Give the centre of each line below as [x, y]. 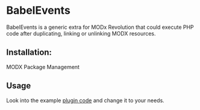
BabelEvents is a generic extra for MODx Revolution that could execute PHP [100, 27]
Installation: [29, 53]
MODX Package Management [43, 67]
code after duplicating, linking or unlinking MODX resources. [81, 33]
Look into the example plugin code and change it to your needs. [85, 100]
